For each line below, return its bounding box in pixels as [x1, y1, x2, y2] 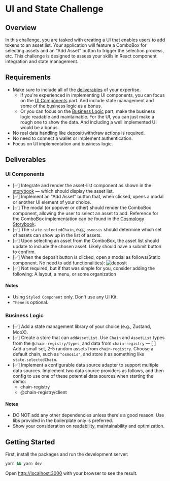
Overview [5, 23, 37, 32]
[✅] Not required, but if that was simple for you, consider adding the [12, 265, 155, 271]
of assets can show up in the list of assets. [12, 232, 102, 238]
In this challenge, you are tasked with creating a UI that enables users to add [5, 37, 165, 43]
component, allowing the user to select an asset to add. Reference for [12, 210, 159, 216]
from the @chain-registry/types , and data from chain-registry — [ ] [12, 340, 156, 346]
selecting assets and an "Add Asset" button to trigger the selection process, [5, 48, 164, 53]
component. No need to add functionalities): [12, 260, 106, 266]
